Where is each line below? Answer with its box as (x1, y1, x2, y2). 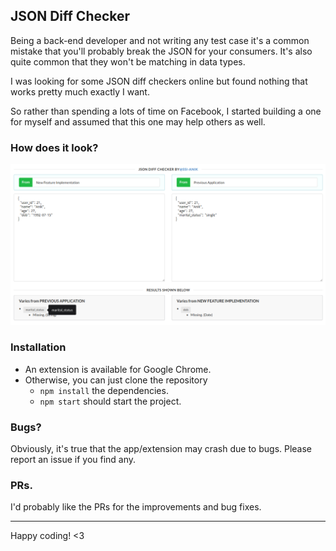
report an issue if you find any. (10, 454, 137, 466)
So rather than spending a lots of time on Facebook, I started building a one (10, 105, 322, 117)
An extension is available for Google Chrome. (24, 363, 212, 375)
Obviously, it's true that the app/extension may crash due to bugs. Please (10, 443, 313, 455)
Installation (10, 340, 67, 354)
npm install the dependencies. (39, 384, 169, 396)
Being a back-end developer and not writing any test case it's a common (10, 34, 310, 46)
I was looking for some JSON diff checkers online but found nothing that (10, 75, 308, 87)
